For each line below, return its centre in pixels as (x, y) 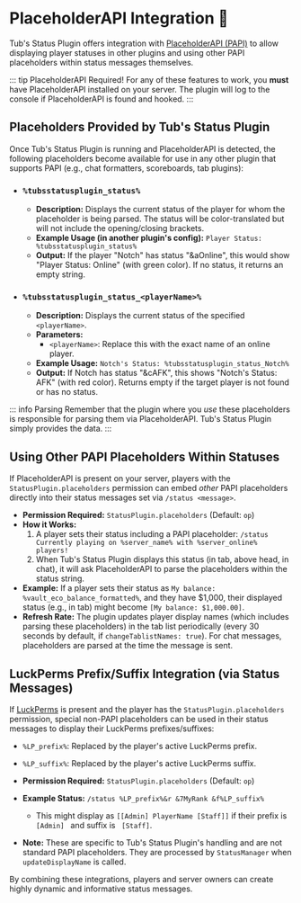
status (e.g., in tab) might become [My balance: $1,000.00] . (133, 607)
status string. (60, 578)
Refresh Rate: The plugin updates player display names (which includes (155, 617)
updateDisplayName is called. (74, 862)
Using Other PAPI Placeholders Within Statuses (145, 456)
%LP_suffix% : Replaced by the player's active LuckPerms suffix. (139, 763)
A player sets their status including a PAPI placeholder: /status (152, 534)
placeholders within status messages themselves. (102, 62)
